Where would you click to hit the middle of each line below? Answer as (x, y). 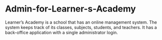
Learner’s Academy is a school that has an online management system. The (81, 22)
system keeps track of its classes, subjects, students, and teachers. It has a (81, 27)
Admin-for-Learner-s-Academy (71, 9)
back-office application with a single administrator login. (61, 32)
